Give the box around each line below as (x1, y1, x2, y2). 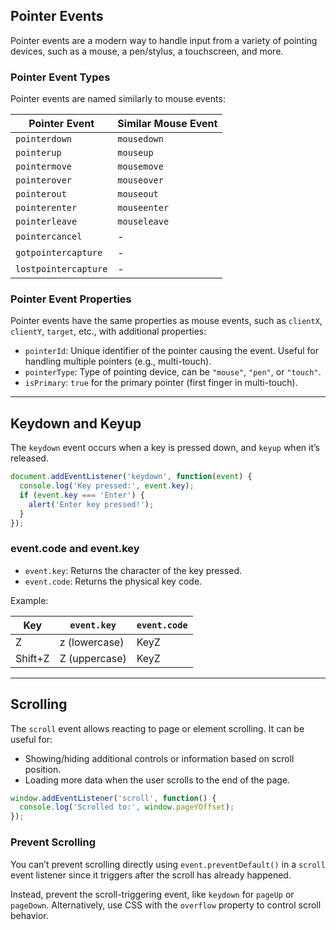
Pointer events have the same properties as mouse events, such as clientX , (10, 315, 323, 327)
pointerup (15, 147, 62, 159)
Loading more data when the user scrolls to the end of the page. (24, 774, 291, 786)
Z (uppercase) (59, 651, 127, 665)
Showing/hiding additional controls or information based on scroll (24, 752, 295, 764)
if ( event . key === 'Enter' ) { (19, 490, 145, 500)
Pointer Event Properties (10, 292, 132, 306)
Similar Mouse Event (117, 117, 218, 131)
